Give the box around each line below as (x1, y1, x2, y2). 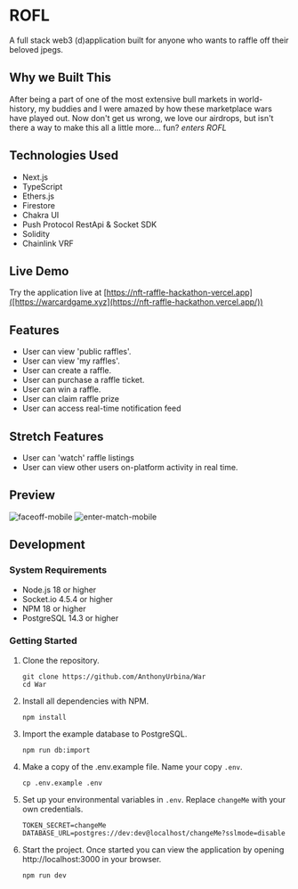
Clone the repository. (21, 655, 100, 665)
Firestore (21, 200, 56, 210)
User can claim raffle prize (21, 394, 120, 404)
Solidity (21, 228, 51, 239)
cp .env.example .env (21, 779, 102, 787)
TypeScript (21, 181, 63, 192)
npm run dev (21, 870, 67, 880)
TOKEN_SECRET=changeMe (21, 820, 107, 829)
